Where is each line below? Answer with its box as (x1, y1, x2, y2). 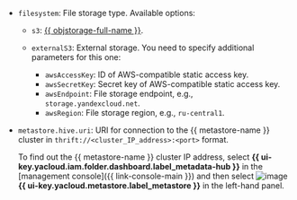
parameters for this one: (31, 52, 121, 62)
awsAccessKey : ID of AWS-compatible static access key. (44, 69, 249, 80)
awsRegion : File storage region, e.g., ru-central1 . (44, 108, 225, 117)
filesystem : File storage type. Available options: (17, 8, 196, 18)
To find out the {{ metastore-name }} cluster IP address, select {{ (17, 152, 259, 162)
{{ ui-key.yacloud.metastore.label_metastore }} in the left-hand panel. (17, 180, 285, 191)
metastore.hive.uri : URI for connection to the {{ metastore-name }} (17, 125, 270, 135)
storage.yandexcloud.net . (44, 98, 141, 109)
